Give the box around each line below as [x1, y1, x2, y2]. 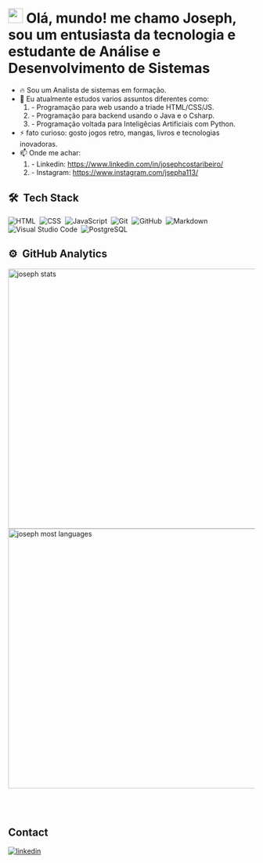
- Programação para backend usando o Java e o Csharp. [31, 111, 215, 120]
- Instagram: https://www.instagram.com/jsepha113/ [31, 167, 199, 177]
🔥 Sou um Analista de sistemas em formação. [19, 85, 167, 94]
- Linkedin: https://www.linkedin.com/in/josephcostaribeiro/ [31, 159, 224, 169]
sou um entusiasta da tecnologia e [8, 26, 236, 44]
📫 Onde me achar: [19, 147, 81, 157]
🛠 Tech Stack [8, 191, 80, 205]
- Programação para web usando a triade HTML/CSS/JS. [31, 102, 214, 111]
